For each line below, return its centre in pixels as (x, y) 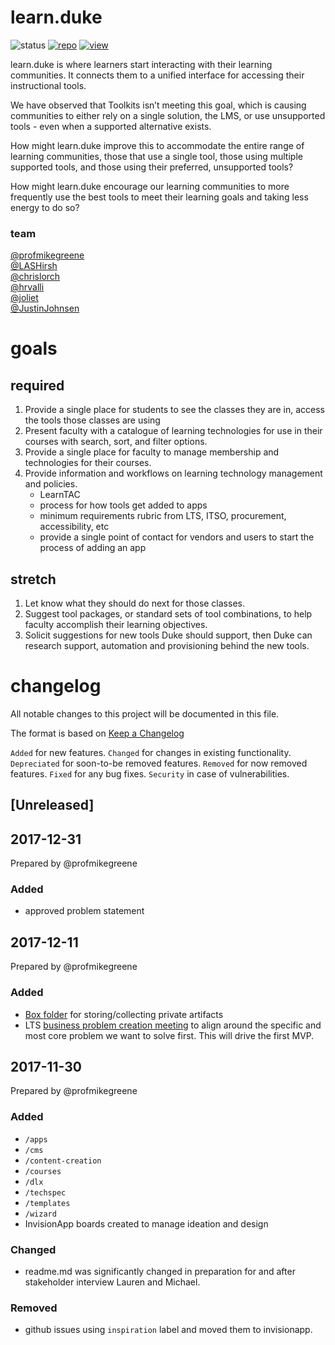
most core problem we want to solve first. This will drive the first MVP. (169, 1035)
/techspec (45, 1192)
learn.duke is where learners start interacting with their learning (141, 64)
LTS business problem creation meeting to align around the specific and (173, 1025)
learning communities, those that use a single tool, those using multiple (156, 156)
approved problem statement (84, 911)
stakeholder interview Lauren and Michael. (112, 1282)
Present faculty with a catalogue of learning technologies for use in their (173, 431)
